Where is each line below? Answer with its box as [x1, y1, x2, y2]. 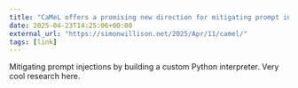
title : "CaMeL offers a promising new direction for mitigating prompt [9, 12, 279, 22]
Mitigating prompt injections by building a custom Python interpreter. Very [9, 62, 279, 72]
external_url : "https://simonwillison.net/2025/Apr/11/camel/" [9, 29, 248, 38]
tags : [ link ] [9, 37, 58, 47]
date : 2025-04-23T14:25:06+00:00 [9, 21, 133, 30]
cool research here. [9, 71, 81, 82]
